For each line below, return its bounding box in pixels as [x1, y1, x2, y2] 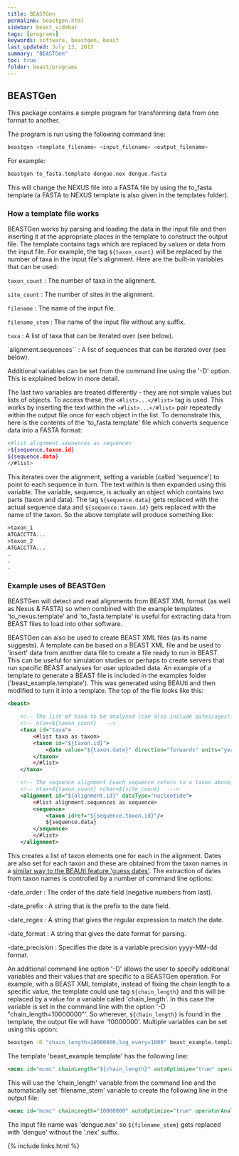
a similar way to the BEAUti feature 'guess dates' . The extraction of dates [7, 866, 222, 875]
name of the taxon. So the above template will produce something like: [7, 510, 214, 519]
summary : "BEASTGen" [7, 51, 69, 58]
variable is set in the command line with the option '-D [7, 1002, 166, 1011]
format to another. [7, 116, 60, 125]
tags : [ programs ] [7, 30, 59, 38]
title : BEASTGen [7, 10, 55, 18]
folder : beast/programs [7, 63, 78, 71]
